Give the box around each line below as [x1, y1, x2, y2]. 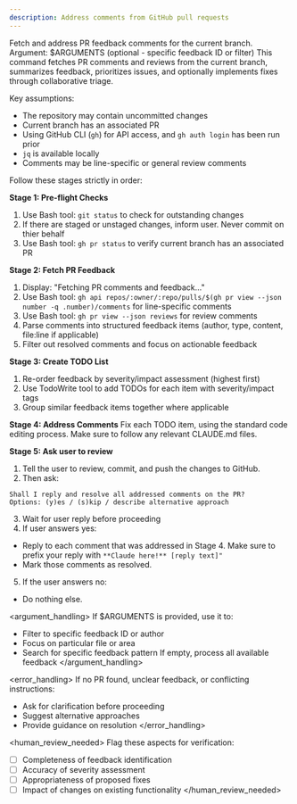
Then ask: [21, 472, 60, 483]
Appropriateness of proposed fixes [21, 774, 152, 785]
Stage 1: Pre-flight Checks [9, 192, 109, 203]
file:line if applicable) [21, 329, 100, 340]
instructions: [9, 684, 55, 694]
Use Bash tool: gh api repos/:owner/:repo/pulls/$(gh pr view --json [21, 291, 283, 302]
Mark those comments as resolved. [21, 559, 153, 569]
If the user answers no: [21, 576, 107, 587]
